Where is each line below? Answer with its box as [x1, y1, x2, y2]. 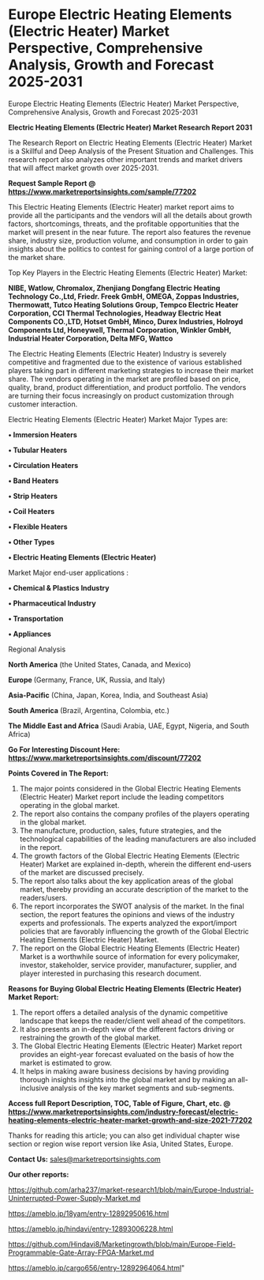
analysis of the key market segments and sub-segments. [50, 1083, 235, 1093]
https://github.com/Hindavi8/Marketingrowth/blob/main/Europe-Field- [8, 1239, 236, 1248]
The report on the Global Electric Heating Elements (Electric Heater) [19, 943, 240, 953]
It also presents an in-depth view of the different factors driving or [19, 1024, 235, 1033]
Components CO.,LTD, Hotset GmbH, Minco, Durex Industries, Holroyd [8, 316, 244, 326]
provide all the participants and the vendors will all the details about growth [8, 210, 252, 220]
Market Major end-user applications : [8, 568, 128, 577]
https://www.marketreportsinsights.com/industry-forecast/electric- [8, 1107, 239, 1116]
